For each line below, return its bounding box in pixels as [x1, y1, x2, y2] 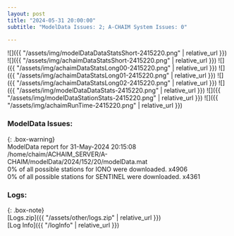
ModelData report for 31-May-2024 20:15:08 [7, 142, 137, 151]
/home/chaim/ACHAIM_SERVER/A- [7, 149, 108, 159]
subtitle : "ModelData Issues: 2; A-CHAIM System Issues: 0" [7, 23, 188, 30]
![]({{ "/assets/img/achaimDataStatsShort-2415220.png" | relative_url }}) [7, 56, 217, 65]
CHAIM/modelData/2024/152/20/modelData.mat [7, 157, 148, 166]
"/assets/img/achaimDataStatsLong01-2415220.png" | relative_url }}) [16, 71, 216, 80]
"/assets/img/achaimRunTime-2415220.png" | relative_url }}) [7, 101, 183, 110]
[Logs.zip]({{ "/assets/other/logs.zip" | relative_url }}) [7, 213, 161, 222]
